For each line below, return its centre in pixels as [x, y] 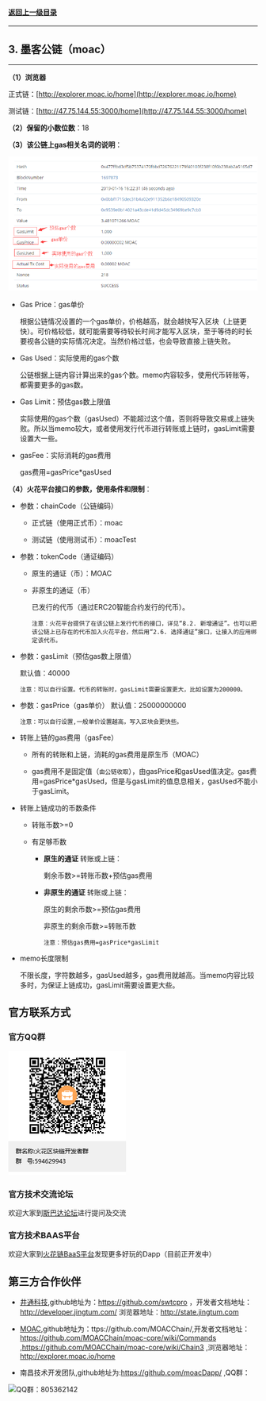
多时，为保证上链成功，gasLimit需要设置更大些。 [99, 985]
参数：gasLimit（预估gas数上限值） [78, 656]
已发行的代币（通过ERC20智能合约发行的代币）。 [110, 607]
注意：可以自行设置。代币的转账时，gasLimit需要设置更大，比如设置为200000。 [133, 690]
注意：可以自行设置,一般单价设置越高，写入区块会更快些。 [101, 722]
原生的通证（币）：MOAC [72, 573]
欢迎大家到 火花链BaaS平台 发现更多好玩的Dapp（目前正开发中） [112, 1254]
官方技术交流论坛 [41, 1194]
